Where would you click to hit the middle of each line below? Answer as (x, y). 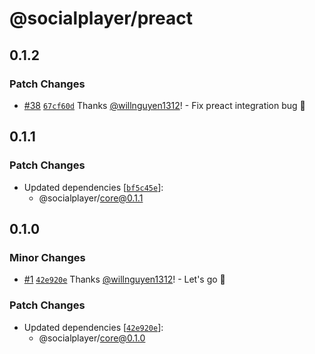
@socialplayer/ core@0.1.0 (92, 338)
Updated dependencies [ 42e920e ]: (93, 327)
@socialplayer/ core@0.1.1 (91, 198)
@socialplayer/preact (101, 18)
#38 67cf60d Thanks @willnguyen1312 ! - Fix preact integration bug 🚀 (164, 105)
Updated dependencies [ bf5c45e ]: (93, 187)
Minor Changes (47, 257)
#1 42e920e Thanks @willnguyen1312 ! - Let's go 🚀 (124, 279)
